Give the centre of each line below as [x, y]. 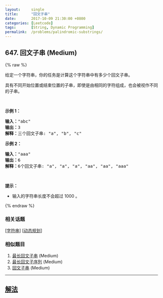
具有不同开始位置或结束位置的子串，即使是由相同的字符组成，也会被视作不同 [81, 85]
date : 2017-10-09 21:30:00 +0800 [45, 18]
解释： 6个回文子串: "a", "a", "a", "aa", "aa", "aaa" [67, 166]
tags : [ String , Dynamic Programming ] [50, 28]
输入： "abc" [18, 121]
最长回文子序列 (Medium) [37, 262]
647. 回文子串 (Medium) [41, 53]
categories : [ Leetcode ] [29, 23]
